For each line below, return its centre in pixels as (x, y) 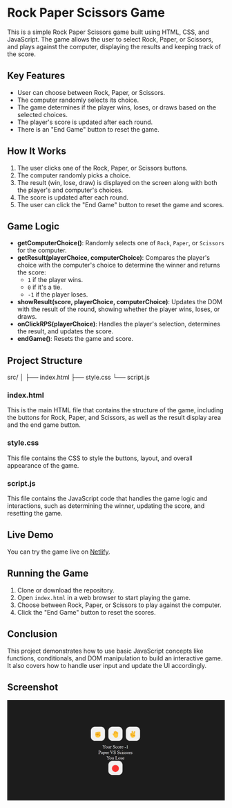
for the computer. (42, 250)
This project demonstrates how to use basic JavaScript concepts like (105, 651)
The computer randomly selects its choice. (78, 100)
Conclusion (32, 634)
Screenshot (33, 687)
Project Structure (45, 361)
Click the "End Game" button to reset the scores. (86, 612)
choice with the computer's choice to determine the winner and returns (118, 265)
